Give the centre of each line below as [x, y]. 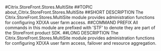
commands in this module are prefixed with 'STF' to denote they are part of [80, 28]
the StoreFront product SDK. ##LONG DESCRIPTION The [62, 33]
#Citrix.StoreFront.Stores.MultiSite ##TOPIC [49, 7]
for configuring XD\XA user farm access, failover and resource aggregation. [81, 43]
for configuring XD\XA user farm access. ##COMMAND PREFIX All [72, 22]
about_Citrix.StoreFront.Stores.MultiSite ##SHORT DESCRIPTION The [74, 12]
